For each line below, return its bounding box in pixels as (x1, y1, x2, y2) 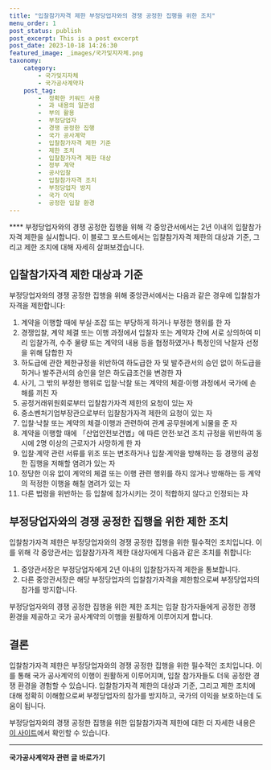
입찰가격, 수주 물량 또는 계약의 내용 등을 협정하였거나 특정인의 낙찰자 (29, 338, 244, 348)
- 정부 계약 (38, 162, 75, 170)
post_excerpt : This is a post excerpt (9, 34, 139, 43)
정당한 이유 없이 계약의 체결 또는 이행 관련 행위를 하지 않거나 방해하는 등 (20, 468, 246, 479)
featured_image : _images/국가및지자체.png (9, 49, 144, 57)
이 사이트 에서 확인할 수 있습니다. (9, 727, 111, 737)
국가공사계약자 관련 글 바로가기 (9, 752, 105, 762)
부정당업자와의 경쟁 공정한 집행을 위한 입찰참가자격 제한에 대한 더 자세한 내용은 (9, 718, 257, 727)
